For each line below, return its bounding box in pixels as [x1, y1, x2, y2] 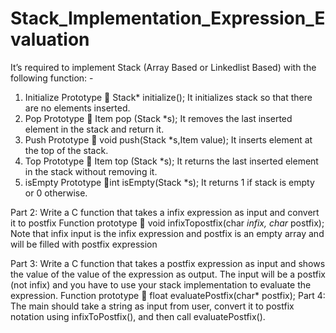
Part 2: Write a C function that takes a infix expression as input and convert [10, 206, 320, 218]
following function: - [10, 72, 94, 84]
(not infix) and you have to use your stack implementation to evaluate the [10, 278, 312, 291]
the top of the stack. [24, 144, 109, 156]
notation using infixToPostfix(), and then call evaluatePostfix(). [10, 310, 266, 322]
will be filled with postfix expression [10, 238, 158, 250]
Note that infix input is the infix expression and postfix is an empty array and [10, 227, 325, 239]
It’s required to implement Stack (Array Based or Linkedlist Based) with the [10, 61, 317, 73]
